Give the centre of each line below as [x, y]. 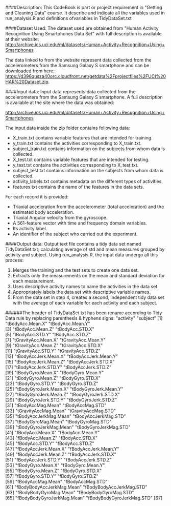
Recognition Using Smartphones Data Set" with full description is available [83, 34]
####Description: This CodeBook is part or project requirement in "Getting [84, 7]
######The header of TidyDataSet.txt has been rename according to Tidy [84, 313]
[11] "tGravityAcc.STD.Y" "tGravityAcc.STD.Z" [53, 351]
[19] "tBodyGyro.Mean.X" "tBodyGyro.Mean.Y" [55, 373]
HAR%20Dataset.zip [27, 82]
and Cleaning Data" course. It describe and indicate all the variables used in [85, 13]
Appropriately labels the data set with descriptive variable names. [81, 292]
